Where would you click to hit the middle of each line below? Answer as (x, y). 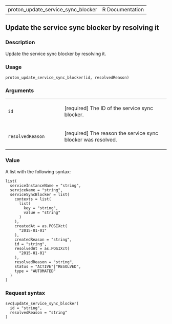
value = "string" (42, 212)
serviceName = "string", (36, 190)
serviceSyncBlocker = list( (40, 194)
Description (20, 42)
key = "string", (41, 208)
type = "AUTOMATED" (35, 271)
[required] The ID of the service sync (109, 109)
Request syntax (25, 293)
